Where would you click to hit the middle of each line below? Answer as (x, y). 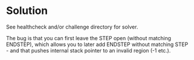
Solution (27, 11)
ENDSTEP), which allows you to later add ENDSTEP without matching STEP (97, 44)
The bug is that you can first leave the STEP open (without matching (89, 38)
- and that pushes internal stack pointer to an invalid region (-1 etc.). (88, 50)
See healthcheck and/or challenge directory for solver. (72, 27)
